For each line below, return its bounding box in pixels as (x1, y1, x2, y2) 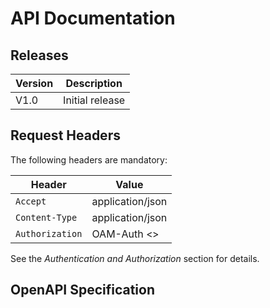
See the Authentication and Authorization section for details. (10, 252, 260, 264)
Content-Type (15, 212, 78, 223)
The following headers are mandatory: (10, 153, 168, 166)
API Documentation (10, 7, 176, 30)
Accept (15, 195, 47, 207)
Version (15, 77, 54, 90)
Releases (10, 47, 69, 64)
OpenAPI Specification (10, 282, 156, 299)
